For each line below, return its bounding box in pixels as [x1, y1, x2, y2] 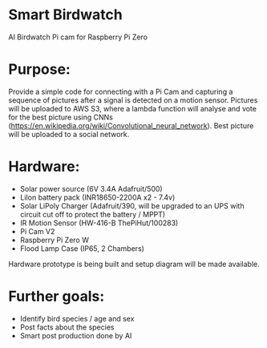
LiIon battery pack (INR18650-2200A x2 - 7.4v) [19, 192, 176, 202]
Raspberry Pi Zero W [19, 235, 90, 245]
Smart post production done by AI [19, 330, 132, 340]
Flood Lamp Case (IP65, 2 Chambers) [19, 243, 144, 253]
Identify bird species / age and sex [19, 314, 135, 323]
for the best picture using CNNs [8, 112, 114, 122]
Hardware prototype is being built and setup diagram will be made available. [8, 259, 261, 269]
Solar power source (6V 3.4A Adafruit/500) [19, 184, 163, 193]
